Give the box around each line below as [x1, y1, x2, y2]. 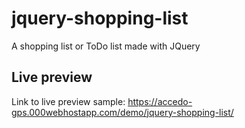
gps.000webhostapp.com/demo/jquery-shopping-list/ [11, 106, 234, 118]
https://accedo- [127, 95, 193, 107]
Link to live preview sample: [11, 95, 126, 107]
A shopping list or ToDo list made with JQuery [11, 40, 201, 52]
